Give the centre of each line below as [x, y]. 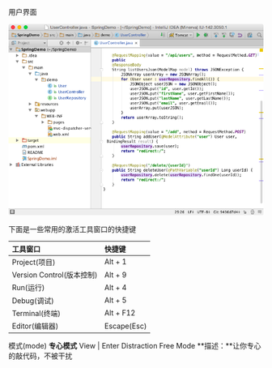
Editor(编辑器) [35, 326]
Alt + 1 [115, 262]
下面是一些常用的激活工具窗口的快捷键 [72, 229]
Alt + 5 [115, 300]
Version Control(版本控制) [55, 275]
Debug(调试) [33, 300]
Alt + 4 [115, 287]
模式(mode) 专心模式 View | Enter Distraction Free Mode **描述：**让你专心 [135, 345]
